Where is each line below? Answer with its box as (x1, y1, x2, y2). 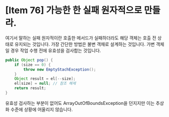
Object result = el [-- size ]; (14, 76, 76, 81)
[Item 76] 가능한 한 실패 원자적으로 (5, 5, 143, 16)
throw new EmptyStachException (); (23, 67, 96, 72)
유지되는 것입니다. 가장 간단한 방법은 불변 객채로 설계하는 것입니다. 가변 (14, 41, 155, 47)
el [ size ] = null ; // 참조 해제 (14, 81, 76, 86)
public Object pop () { (5, 57, 53, 63)
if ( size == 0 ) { (14, 62, 51, 67)
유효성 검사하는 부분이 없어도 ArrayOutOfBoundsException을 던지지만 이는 (5, 100, 155, 106)
